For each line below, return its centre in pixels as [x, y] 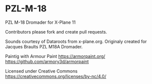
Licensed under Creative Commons [41, 71]
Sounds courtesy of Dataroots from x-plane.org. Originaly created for [76, 41]
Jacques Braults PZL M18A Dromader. [44, 46]
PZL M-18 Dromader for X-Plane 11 [40, 22]
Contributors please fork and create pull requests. [56, 32]
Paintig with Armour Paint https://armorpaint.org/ [55, 56]
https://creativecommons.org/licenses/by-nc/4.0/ [56, 76]
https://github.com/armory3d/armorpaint [47, 61]
